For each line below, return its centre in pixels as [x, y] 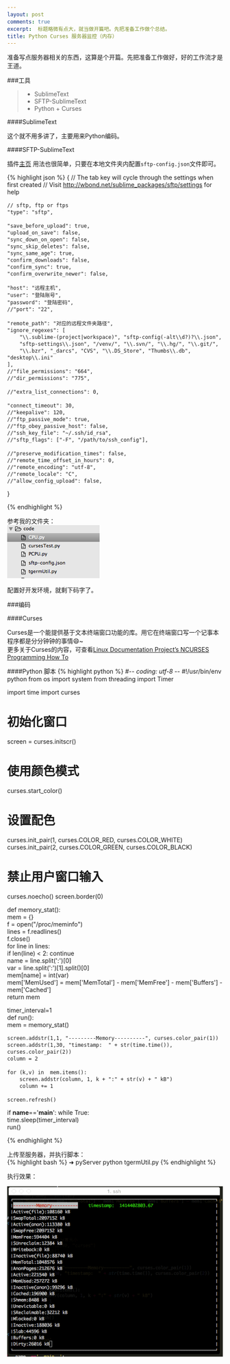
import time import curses [44, 692]
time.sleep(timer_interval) [43, 1120]
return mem [24, 997]
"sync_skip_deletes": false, [49, 247]
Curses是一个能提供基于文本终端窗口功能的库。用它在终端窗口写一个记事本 [113, 633]
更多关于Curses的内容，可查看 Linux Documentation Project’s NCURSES [108, 650]
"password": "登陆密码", [40, 303]
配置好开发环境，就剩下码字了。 [52, 590]
